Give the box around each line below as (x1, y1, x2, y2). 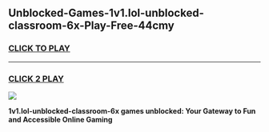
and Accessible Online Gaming (8, 114, 113, 124)
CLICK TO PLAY (8, 43, 70, 54)
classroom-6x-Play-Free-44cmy (8, 19, 175, 33)
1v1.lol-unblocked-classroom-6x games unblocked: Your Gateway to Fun (8, 106, 256, 115)
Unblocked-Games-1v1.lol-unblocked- (8, 6, 204, 20)
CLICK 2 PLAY (8, 73, 64, 84)
